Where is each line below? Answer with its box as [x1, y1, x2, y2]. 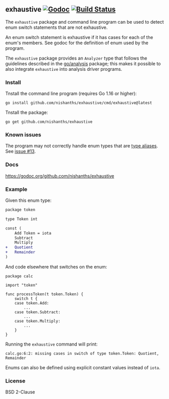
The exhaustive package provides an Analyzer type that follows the [5, 55, 147, 61]
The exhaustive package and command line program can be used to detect [5, 18, 164, 25]
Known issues [5, 131, 41, 139]
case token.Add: [14, 300, 50, 306]
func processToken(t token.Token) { [5, 291, 83, 297]
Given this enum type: [5, 197, 52, 203]
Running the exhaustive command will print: [5, 341, 98, 347]
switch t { [14, 296, 38, 301]
